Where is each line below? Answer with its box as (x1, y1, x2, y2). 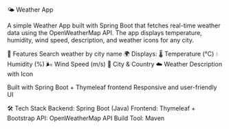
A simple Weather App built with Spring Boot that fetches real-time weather (7, 21, 221, 30)
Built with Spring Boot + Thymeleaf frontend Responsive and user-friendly (7, 83, 217, 91)
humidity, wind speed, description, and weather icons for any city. (7, 36, 195, 44)
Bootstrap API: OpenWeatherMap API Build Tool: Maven (7, 114, 165, 122)
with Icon (7, 70, 34, 78)
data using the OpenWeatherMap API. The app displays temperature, (7, 29, 203, 36)
